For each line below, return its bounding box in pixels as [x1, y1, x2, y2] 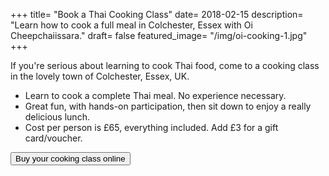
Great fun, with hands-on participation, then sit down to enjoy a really [24, 100, 312, 112]
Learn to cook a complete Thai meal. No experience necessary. [24, 90, 287, 101]
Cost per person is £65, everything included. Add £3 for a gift [24, 122, 279, 133]
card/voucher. [24, 132, 83, 144]
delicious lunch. [24, 111, 90, 123]
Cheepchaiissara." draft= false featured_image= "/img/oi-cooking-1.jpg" [10, 30, 308, 41]
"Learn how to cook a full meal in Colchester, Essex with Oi [10, 19, 253, 31]
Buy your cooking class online [15, 154, 126, 164]
